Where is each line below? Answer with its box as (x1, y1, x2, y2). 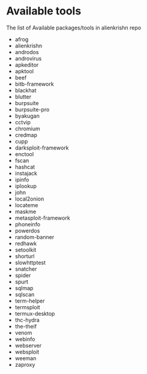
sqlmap (14, 284, 34, 292)
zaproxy (14, 361, 35, 368)
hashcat (14, 163, 35, 170)
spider (14, 271, 31, 279)
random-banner (14, 233, 55, 241)
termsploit (14, 303, 40, 310)
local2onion (14, 195, 44, 202)
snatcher (14, 265, 37, 273)
